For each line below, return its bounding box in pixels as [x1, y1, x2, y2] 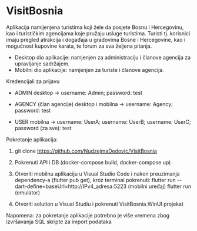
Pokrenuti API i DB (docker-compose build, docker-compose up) [14, 159, 171, 166]
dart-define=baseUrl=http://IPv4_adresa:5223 [14, 183, 127, 190]
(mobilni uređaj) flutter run [128, 183, 192, 190]
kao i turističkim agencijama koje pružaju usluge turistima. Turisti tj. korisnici [6, 29, 191, 37]
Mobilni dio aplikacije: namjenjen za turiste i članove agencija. [14, 66, 165, 73]
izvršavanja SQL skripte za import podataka [6, 218, 112, 225]
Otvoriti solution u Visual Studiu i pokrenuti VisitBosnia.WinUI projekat [14, 200, 184, 207]
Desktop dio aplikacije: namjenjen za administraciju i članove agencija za [14, 54, 191, 61]
